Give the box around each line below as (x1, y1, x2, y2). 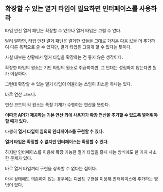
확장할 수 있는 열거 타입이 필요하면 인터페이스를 (5, 4, 138, 13)
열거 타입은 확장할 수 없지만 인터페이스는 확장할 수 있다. (5, 139, 109, 144)
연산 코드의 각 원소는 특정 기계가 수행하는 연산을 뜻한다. (5, 102, 110, 107)
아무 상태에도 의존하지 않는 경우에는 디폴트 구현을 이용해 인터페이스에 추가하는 (5, 175, 153, 181)
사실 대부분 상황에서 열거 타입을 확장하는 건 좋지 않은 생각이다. (5, 54, 123, 60)
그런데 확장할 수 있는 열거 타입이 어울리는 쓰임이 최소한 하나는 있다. (5, 81, 132, 87)
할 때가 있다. (5, 118, 28, 124)
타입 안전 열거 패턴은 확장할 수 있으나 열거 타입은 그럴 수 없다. (5, 27, 122, 33)
